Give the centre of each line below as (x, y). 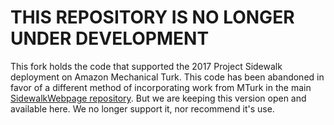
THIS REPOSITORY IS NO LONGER (152, 17)
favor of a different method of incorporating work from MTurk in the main (161, 87)
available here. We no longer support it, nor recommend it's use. (142, 108)
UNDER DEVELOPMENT (110, 38)
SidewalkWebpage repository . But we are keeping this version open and (158, 98)
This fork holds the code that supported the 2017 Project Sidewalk (146, 66)
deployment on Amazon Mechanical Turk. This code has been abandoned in (167, 77)
